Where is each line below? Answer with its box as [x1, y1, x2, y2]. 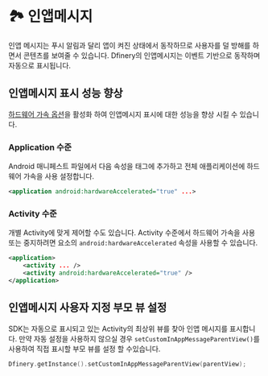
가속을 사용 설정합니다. [23, 171, 95, 181]
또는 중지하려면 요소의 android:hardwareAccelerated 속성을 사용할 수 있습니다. [8, 238, 258, 248]
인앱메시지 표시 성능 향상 [8, 86, 123, 101]
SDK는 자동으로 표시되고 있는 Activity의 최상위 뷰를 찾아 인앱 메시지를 [8, 324, 228, 333]
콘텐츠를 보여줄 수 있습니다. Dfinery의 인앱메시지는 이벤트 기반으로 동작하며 [23, 50, 261, 60]
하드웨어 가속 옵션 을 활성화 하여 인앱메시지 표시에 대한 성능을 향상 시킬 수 [8, 109, 238, 119]
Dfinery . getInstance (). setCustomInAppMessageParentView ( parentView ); [8, 360, 247, 368]
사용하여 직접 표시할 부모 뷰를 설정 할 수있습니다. [8, 344, 161, 353]
